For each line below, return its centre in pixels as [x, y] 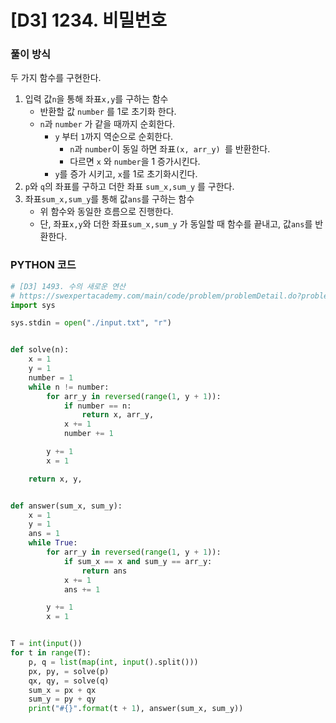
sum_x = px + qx [62, 690]
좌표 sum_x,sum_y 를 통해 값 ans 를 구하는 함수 [109, 199]
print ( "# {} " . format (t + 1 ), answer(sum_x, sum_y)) [136, 709]
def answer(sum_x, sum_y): [66, 506]
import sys [33, 305]
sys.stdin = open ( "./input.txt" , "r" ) [91, 323]
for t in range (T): [51, 653]
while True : [53, 543]
